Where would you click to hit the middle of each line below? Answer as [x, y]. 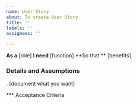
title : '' [18, 22]
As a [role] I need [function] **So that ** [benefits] [69, 56]
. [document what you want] [41, 84]
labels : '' [20, 28]
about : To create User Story [42, 17]
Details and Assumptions [43, 71]
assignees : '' [24, 34]
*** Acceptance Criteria [35, 95]
